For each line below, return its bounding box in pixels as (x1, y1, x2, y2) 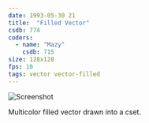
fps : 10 (8, 63, 34, 71)
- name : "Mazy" (15, 41, 65, 49)
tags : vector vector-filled (8, 70, 101, 78)
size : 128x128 (8, 56, 55, 64)
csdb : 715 (22, 48, 55, 56)
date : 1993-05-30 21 (8, 11, 76, 20)
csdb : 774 (8, 26, 41, 34)
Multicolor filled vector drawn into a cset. (8, 107, 142, 117)
